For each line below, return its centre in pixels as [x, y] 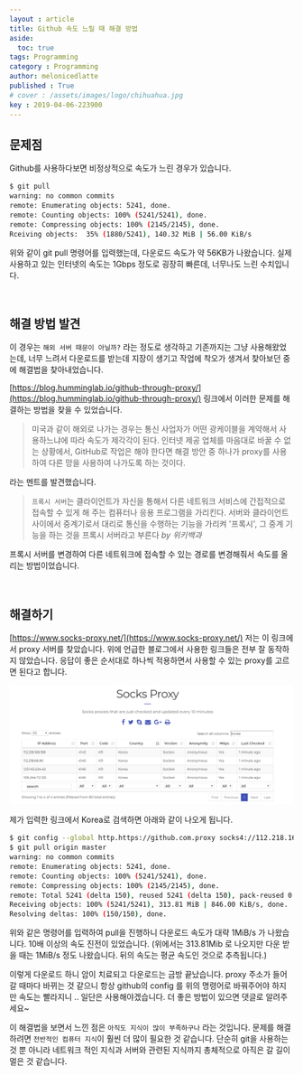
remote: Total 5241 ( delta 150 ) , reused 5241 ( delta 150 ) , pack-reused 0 [151, 895]
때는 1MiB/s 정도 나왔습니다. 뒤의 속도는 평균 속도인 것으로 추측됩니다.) [143, 955]
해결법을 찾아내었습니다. [61, 369]
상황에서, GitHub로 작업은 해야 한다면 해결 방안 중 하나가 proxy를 [156, 452]
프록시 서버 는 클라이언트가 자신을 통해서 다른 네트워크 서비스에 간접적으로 [158, 501]
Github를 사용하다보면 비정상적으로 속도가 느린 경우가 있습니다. [120, 168]
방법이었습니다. [52, 566]
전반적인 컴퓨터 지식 [65, 1040]
